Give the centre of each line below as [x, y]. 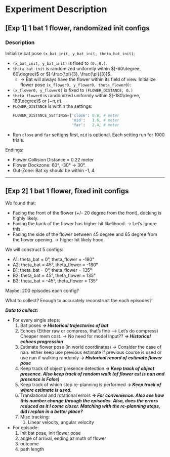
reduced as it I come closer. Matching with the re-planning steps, [90, 406]
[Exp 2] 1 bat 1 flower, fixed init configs [67, 191]
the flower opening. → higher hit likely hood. [59, 240]
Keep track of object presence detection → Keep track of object [87, 368]
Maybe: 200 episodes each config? [42, 291]
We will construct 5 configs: [34, 250]
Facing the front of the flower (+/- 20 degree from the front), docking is [87, 213]
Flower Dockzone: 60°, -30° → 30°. [49, 165]
